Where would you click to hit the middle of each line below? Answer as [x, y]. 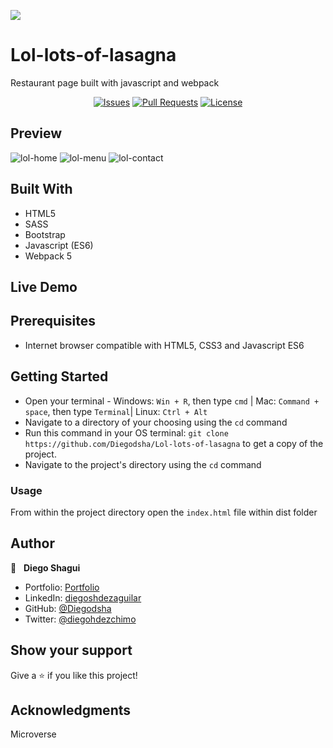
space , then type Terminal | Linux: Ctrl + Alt [116, 411]
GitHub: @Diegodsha [68, 608]
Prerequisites [53, 321]
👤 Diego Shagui [45, 567]
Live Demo [44, 286]
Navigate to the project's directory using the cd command [143, 464]
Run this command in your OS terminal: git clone [126, 432]
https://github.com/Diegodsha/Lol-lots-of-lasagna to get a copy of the [174, 443]
